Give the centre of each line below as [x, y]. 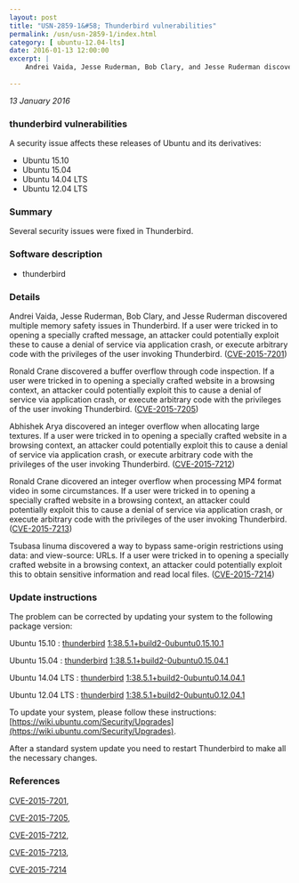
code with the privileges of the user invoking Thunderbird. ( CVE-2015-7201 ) [148, 353]
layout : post [33, 17]
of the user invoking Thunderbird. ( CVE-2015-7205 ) [104, 409]
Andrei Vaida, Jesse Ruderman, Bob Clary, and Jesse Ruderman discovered [148, 316]
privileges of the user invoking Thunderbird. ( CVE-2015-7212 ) [122, 464]
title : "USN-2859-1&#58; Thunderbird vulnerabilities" [113, 26]
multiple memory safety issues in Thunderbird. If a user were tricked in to [144, 325]
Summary [31, 212]
